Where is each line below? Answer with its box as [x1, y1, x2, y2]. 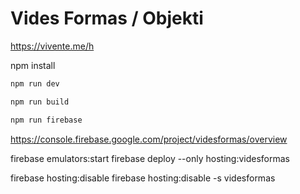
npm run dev [10, 78, 60, 89]
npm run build [10, 97, 70, 107]
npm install [10, 59, 56, 71]
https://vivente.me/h [10, 40, 95, 52]
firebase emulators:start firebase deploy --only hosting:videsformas [10, 152, 290, 164]
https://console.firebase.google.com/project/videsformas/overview [10, 133, 288, 145]
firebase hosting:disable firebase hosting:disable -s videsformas [10, 172, 276, 184]
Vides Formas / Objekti [10, 7, 204, 30]
